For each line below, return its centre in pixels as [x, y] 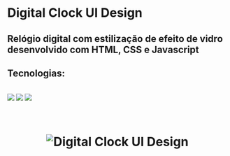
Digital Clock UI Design [75, 13]
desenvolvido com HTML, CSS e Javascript [103, 49]
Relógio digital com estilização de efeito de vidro [115, 39]
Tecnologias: [36, 73]
